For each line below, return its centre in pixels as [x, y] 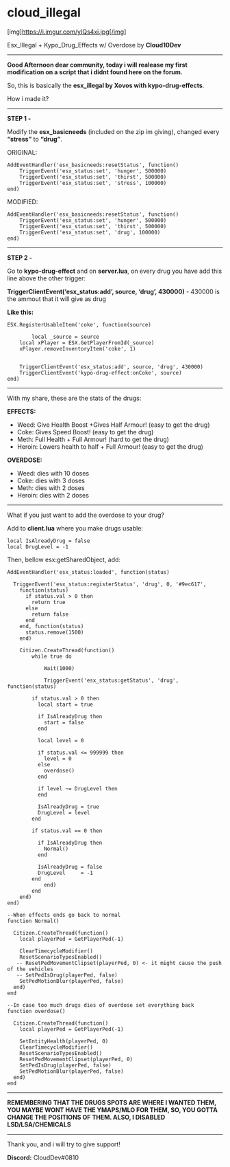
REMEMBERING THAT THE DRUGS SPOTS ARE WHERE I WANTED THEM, [112, 1102]
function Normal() [33, 921]
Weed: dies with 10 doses [53, 473]
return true [49, 602]
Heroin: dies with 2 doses [53, 495]
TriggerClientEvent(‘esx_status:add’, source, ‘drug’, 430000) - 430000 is [114, 291]
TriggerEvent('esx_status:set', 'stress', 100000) [93, 183]
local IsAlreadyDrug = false [49, 541]
